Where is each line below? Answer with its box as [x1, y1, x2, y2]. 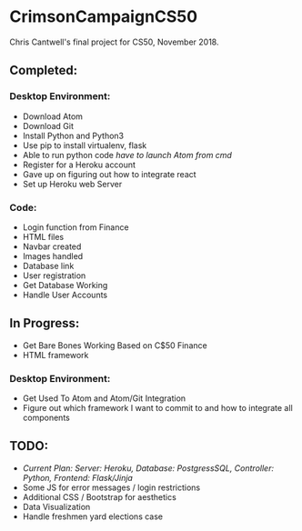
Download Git [22, 120, 75, 131]
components [22, 412, 70, 424]
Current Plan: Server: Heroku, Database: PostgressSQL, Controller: [22, 462, 275, 474]
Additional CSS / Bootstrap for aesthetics [22, 491, 177, 502]
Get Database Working [22, 279, 108, 290]
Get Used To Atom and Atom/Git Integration [22, 393, 186, 404]
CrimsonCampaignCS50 [9, 6, 198, 27]
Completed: [9, 63, 78, 78]
